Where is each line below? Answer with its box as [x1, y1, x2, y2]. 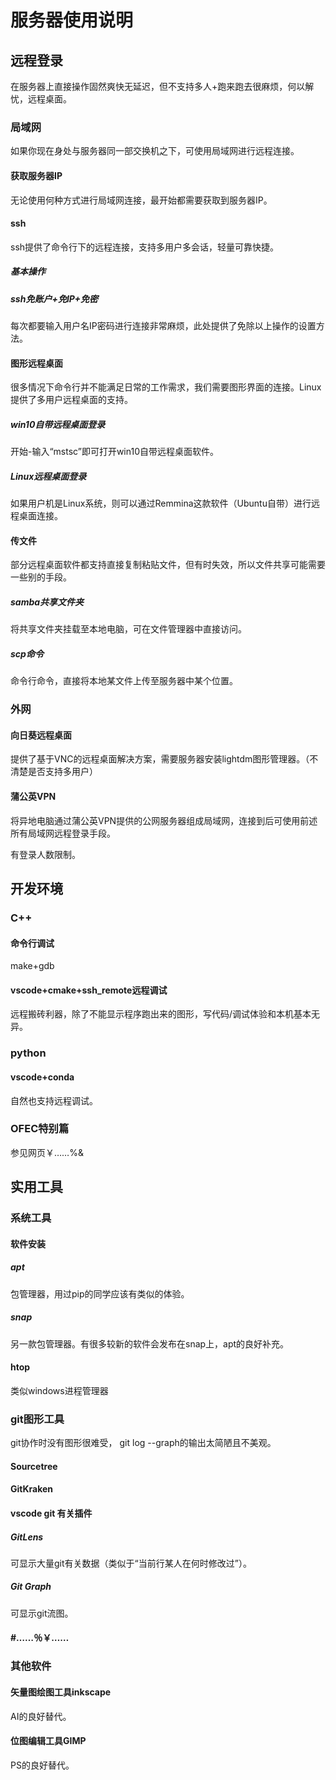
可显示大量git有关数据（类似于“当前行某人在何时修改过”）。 [10, 1557, 252, 1569]
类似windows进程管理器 [10, 1384, 109, 1396]
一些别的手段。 [10, 571, 72, 583]
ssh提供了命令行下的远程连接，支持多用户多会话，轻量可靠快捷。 [10, 241, 280, 253]
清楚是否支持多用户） [10, 766, 98, 778]
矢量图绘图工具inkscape [10, 1686, 112, 1698]
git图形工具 [10, 1412, 65, 1426]
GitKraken [10, 1483, 54, 1495]
